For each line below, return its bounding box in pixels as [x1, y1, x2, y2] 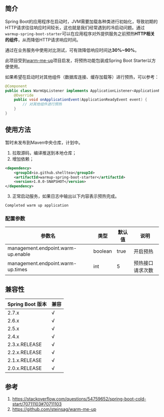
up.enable [7, 251, 31, 258]
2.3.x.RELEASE [7, 341, 42, 348]
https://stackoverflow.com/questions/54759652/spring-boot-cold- [12, 396, 146, 402]
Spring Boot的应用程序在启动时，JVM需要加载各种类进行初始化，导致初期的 [5, 19, 158, 24]
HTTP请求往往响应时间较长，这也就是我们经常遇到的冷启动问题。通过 [5, 24, 145, 30]
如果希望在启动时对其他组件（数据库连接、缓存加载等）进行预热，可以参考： [5, 74, 159, 79]
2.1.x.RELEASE [7, 357, 42, 364]
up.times [7, 266, 28, 273]
